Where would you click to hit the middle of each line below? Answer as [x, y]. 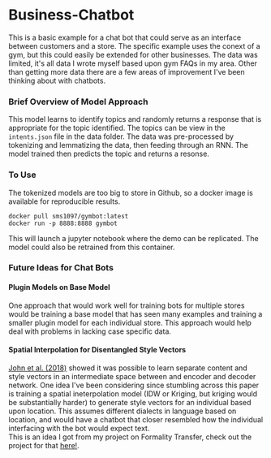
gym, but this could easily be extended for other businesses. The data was [133, 54]
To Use [22, 175]
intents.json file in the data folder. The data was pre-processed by [121, 136]
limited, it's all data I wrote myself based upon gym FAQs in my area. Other [133, 63]
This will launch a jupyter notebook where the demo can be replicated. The [133, 238]
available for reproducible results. [65, 201]
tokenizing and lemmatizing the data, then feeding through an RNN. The [129, 145]
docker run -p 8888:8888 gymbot [63, 223]
